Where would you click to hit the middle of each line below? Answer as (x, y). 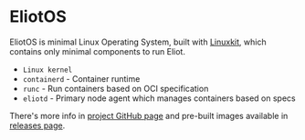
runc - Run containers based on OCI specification (116, 88)
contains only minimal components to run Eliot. (97, 51)
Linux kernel (47, 70)
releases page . (37, 125)
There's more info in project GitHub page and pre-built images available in (149, 115)
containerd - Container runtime (81, 78)
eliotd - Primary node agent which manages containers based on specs (159, 98)
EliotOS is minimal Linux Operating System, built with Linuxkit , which (138, 42)
